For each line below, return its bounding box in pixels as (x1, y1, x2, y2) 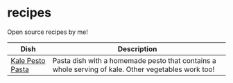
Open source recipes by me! (7, 28, 89, 36)
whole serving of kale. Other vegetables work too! (52, 64, 215, 74)
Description (117, 44, 157, 53)
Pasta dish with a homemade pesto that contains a (52, 55, 216, 65)
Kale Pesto (10, 55, 46, 65)
